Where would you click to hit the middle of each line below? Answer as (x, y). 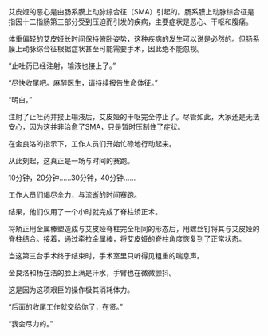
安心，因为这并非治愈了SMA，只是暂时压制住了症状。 (97, 127)
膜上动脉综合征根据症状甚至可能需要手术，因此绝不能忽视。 (106, 49)
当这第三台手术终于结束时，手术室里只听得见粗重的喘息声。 (106, 256)
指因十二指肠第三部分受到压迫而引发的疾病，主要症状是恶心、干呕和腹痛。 (130, 22)
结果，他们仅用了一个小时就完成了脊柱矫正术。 (85, 212)
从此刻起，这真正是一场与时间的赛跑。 (71, 161)
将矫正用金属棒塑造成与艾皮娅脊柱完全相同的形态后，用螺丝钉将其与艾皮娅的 (134, 229)
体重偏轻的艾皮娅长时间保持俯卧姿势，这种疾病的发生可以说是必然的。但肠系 (134, 39)
